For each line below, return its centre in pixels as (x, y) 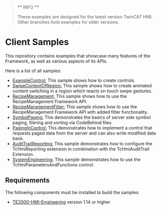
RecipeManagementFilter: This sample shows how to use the (75, 107)
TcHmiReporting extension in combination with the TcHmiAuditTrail (81, 149)
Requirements (27, 180)
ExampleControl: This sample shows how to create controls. (74, 80)
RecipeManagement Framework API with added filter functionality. (80, 112)
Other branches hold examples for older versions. (68, 22)
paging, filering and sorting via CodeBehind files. (62, 122)
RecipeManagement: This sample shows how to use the (70, 96)
